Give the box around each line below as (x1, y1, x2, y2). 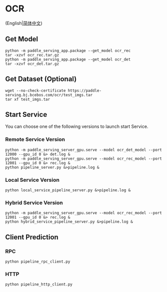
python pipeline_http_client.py (5, 282, 72, 287)
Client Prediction (5, 233, 58, 241)
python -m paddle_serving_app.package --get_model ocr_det (5, 57, 131, 62)
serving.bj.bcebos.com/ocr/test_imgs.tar (5, 92, 93, 97)
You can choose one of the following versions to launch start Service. (5, 123, 148, 130)
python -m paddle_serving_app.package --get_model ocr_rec (5, 48, 131, 53)
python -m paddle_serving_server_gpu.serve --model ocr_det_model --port (5, 147, 162, 152)
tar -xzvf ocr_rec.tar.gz (5, 52, 59, 57)
